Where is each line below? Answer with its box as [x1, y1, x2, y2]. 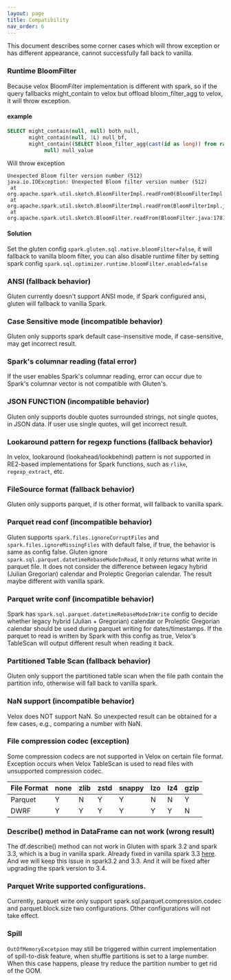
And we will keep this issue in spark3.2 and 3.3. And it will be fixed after [7, 857, 210, 865]
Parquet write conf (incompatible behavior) [7, 594, 155, 603]
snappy [119, 783, 144, 793]
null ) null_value [43, 147, 94, 154]
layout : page [7, 10, 45, 17]
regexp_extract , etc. [7, 468, 65, 476]
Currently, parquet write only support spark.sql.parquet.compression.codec [7, 897, 222, 906]
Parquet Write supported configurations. [7, 882, 146, 891]
